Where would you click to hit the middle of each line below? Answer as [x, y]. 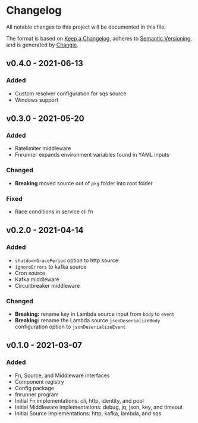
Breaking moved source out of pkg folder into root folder [84, 183]
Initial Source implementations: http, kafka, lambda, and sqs [88, 413]
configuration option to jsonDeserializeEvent [70, 326]
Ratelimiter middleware [43, 148]
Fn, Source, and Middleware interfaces [62, 375]
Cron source [30, 273]
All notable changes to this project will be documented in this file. [86, 27]
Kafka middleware [37, 279]
